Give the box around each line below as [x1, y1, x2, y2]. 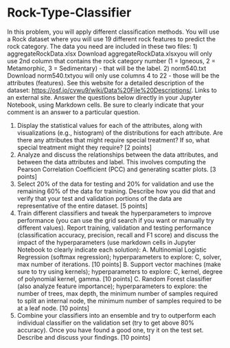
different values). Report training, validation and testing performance [16, 224, 211, 232]
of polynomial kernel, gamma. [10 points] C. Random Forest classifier [16, 274, 212, 283]
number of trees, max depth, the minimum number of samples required [16, 289, 218, 297]
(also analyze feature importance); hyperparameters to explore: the [16, 282, 208, 290]
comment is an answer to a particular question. [7, 108, 141, 116]
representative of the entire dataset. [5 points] [16, 202, 148, 210]
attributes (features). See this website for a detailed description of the [7, 78, 205, 87]
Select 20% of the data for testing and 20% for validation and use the [16, 180, 214, 188]
